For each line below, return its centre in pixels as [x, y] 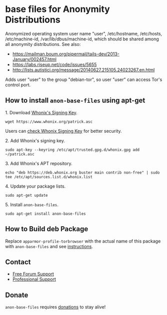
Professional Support [34, 279]
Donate [17, 295]
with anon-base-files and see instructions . [49, 246]
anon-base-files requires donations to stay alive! [55, 307]
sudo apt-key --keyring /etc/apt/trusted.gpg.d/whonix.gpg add [72, 150]
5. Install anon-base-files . [32, 204]
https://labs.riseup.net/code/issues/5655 [54, 64]
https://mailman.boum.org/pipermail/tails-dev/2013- [66, 54]
